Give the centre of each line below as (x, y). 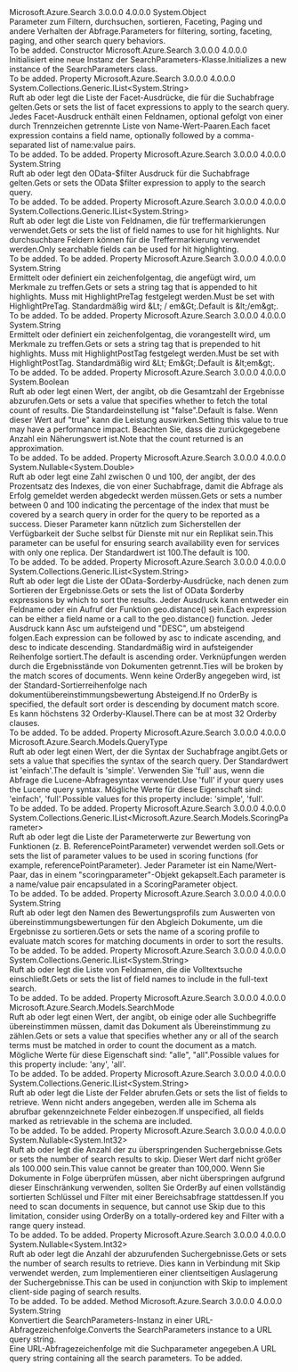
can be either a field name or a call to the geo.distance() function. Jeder (141, 619)
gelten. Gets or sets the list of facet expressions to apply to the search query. (149, 107)
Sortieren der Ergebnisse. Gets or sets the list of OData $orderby (127, 590)
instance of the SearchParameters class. (84, 69)
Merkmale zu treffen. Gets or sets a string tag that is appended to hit (133, 287)
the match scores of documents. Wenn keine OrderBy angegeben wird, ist (145, 676)
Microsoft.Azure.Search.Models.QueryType (89, 742)
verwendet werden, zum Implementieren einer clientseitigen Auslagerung (144, 1273)
